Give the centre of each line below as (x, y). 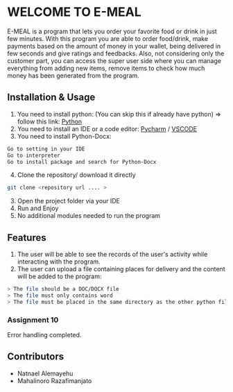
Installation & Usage (51, 97)
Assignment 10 (33, 320)
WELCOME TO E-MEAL (75, 12)
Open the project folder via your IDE (68, 201)
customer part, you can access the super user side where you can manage (114, 60)
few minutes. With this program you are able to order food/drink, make (108, 38)
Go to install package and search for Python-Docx (82, 162)
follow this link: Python (50, 121)
